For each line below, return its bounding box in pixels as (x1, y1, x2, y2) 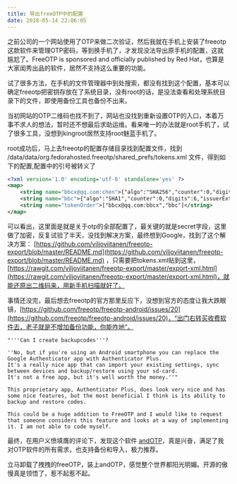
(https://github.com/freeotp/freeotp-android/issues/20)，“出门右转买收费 (7, 313, 221, 322)
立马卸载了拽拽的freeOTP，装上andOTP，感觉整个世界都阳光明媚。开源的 (7, 460, 222, 468)
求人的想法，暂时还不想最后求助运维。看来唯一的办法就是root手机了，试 (19, 120, 229, 128)
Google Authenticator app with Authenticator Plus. (7, 355, 162, 362)
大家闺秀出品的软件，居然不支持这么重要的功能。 (7, 63, 150, 72)
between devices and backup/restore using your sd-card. (7, 368, 178, 375)
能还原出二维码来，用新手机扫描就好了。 (7, 281, 125, 289)
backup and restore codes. (7, 398, 87, 406)
